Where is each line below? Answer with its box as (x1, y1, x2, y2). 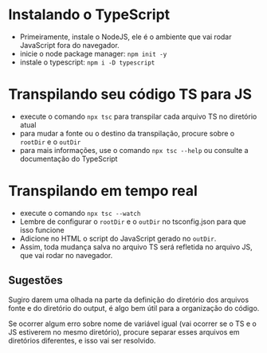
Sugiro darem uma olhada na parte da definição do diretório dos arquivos (8, 295, 249, 304)
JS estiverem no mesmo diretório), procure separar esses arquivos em (8, 327, 240, 336)
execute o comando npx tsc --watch (19, 208, 141, 218)
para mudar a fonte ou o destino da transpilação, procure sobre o (19, 128, 235, 138)
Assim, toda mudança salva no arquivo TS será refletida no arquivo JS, (19, 241, 253, 252)
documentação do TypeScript (19, 154, 118, 163)
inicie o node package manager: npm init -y (19, 49, 167, 58)
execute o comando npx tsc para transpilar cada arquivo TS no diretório (19, 112, 257, 121)
